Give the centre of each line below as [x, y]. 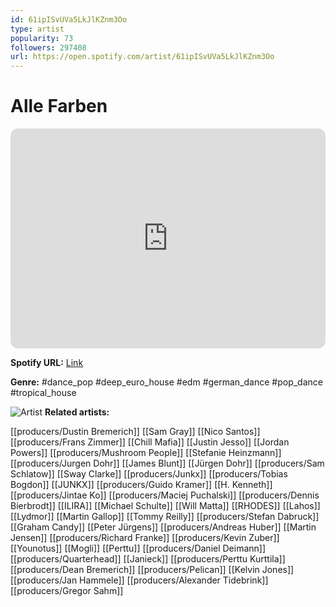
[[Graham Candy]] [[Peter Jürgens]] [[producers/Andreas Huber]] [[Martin [163, 527]
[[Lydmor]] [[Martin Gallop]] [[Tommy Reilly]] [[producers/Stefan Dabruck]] [165, 517]
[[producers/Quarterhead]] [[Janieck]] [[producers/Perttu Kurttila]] [148, 559]
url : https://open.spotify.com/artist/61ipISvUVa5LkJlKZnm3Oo [142, 57]
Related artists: [77, 412]
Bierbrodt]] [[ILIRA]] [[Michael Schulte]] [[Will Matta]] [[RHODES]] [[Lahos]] [165, 506]
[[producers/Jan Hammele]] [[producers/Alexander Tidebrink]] [139, 580]
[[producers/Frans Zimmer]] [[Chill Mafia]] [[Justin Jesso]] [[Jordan [150, 442]
